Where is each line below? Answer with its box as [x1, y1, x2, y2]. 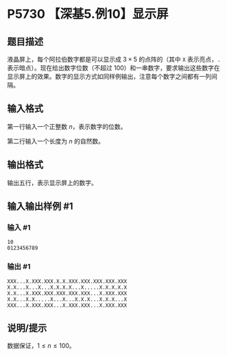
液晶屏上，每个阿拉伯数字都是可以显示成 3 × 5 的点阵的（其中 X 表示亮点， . [7, 56, 221, 63]
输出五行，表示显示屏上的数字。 [7, 178, 97, 187]
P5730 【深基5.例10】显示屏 [7, 6, 169, 22]
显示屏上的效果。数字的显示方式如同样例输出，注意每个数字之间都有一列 [7, 73, 211, 80]
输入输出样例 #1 [7, 200, 73, 213]
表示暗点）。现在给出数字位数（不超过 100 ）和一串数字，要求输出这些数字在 [7, 64, 221, 72]
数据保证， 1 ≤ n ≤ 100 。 [7, 342, 75, 350]
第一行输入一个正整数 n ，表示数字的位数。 [7, 122, 127, 130]
